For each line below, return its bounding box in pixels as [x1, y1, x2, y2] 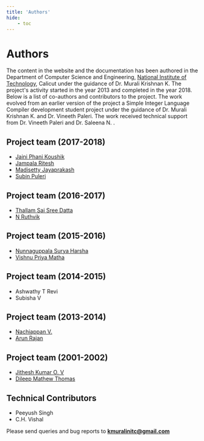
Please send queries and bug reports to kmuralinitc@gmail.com [6, 428, 170, 435]
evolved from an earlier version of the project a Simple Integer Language [6, 99, 190, 107]
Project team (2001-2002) [6, 352, 108, 363]
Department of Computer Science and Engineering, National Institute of [6, 73, 187, 81]
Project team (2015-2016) [6, 231, 106, 241]
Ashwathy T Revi [15, 287, 58, 295]
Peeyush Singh [15, 409, 53, 417]
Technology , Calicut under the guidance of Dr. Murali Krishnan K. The [6, 80, 182, 88]
